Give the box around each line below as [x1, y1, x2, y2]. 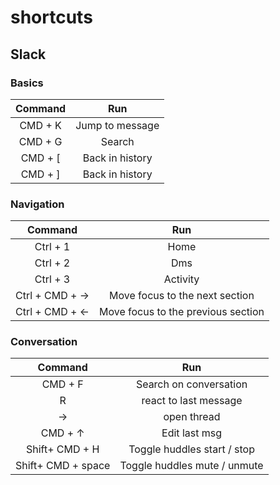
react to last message [141, 394, 243, 408]
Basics [10, 76, 44, 90]
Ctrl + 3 [34, 272, 71, 286]
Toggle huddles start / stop [128, 442, 255, 456]
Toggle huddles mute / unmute [119, 459, 264, 473]
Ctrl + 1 [34, 240, 71, 254]
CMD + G [18, 134, 63, 148]
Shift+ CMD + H [25, 442, 100, 456]
